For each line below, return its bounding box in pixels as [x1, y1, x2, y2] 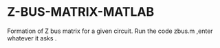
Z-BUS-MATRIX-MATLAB [7, 4, 155, 20]
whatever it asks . [7, 34, 57, 42]
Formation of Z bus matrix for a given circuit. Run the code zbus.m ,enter [7, 27, 213, 35]
